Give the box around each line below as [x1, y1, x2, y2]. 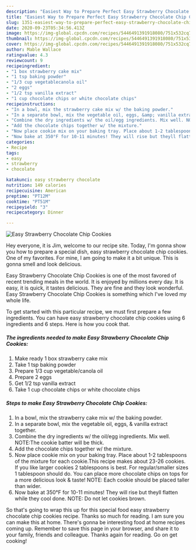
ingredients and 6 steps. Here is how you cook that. [6, 321, 130, 328]
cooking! [6, 538, 27, 545]
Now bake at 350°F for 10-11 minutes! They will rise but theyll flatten [14, 489, 178, 496]
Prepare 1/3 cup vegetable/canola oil [14, 367, 103, 374]
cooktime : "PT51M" [6, 198, 51, 205]
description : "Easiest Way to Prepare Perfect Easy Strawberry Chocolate [6, 8, 190, 15]
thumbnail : [6, 36, 33, 42]
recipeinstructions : [6, 101, 57, 107]
